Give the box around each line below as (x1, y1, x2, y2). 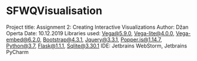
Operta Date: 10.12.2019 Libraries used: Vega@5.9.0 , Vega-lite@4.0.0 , (6, 29, 175, 36)
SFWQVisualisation (6, 4, 103, 18)
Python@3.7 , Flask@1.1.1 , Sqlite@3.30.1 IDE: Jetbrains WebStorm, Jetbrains (6, 42, 187, 49)
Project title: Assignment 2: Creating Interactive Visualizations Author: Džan (6, 23, 189, 30)
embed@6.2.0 (6, 36, 41, 43)
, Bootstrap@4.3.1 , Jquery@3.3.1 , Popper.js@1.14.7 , (40, 36, 162, 43)
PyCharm (6, 48, 29, 55)
